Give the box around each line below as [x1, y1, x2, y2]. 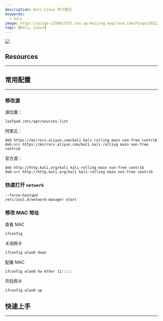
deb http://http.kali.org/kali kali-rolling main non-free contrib [5, 165, 145, 170]
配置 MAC [5, 259, 25, 265]
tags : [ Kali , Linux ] [5, 25, 47, 30]
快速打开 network [5, 181, 44, 188]
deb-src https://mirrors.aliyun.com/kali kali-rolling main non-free [5, 142, 149, 147]
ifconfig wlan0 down [5, 250, 47, 255]
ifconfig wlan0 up [5, 288, 42, 293]
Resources [5, 52, 38, 61]
